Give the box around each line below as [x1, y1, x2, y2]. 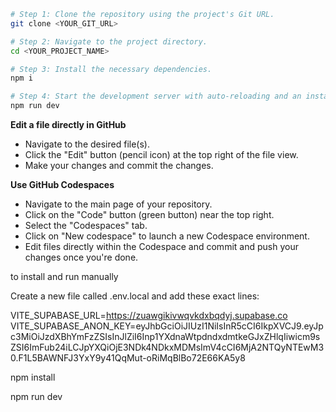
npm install [10, 371, 56, 383]
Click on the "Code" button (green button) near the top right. [24, 209, 275, 220]
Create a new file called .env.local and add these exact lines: [10, 290, 260, 302]
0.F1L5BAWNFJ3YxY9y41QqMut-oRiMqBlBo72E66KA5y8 [10, 352, 246, 364]
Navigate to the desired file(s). [24, 138, 150, 150]
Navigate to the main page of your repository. [24, 198, 213, 210]
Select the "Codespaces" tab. [24, 220, 148, 231]
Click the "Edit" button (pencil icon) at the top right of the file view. [24, 149, 299, 160]
